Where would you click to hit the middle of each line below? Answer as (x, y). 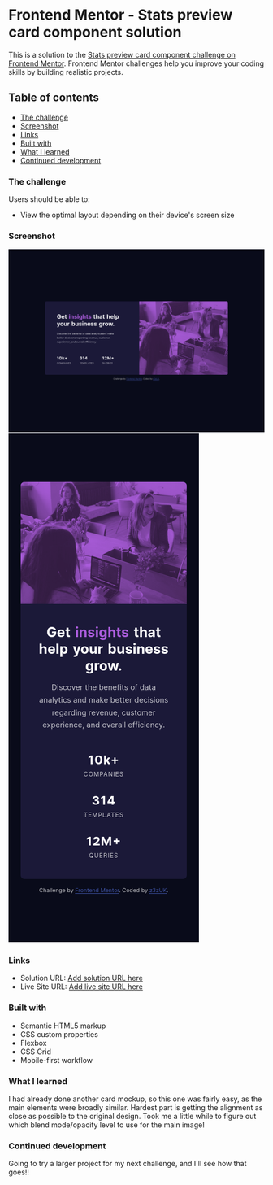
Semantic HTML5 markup (63, 1026)
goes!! (19, 1172)
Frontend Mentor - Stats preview (121, 15)
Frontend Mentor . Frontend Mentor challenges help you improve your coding (136, 63)
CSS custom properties (59, 1034)
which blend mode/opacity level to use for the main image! (106, 1125)
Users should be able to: (50, 199)
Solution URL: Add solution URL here (82, 978)
